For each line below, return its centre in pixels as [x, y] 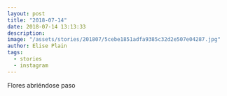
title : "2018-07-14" [37, 20]
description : [26, 33]
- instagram [31, 65]
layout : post [26, 14]
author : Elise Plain [37, 46]
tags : [15, 53]
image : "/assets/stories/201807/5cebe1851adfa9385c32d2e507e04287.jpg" [114, 40]
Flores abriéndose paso [41, 85]
